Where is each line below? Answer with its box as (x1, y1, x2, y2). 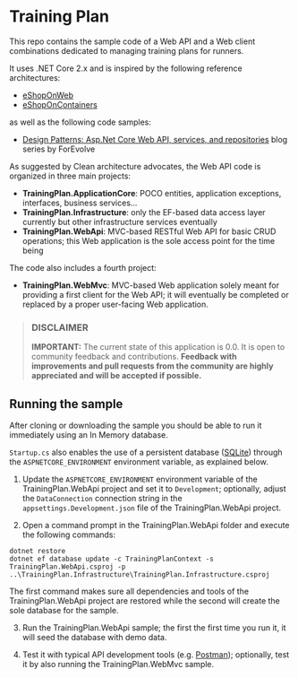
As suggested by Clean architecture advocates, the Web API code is (9, 161, 261, 171)
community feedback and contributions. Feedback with (30, 352, 237, 362)
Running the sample (9, 396, 123, 412)
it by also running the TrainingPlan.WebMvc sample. (21, 659, 215, 670)
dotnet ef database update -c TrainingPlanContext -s (9, 554, 215, 564)
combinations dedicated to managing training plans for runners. (9, 45, 244, 56)
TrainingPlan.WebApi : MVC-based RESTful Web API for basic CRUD (21, 226, 277, 237)
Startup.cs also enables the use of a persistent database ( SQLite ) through (9, 447, 284, 458)
